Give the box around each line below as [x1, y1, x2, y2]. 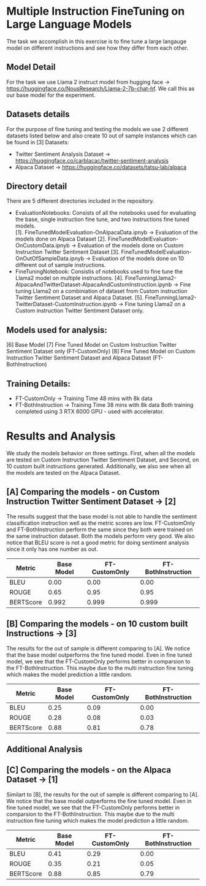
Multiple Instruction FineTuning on [6, 4, 185, 18]
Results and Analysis [6, 430, 116, 443]
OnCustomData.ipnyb [15, 242, 70, 249]
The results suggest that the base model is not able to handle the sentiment [6, 512, 197, 520]
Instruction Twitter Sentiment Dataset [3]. [15, 248, 120, 256]
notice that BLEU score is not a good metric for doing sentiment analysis [6, 539, 189, 546]
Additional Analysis [6, 744, 83, 754]
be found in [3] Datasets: [6, 138, 69, 145]
